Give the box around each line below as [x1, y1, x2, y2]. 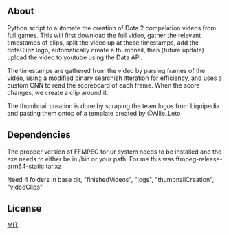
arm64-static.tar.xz [7, 162, 62, 170]
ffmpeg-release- [175, 154, 223, 163]
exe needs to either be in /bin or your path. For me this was [7, 154, 175, 163]
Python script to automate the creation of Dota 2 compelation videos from [7, 23, 217, 32]
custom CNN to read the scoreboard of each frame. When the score [7, 81, 200, 89]
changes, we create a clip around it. [7, 88, 109, 96]
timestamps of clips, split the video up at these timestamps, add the [7, 38, 199, 47]
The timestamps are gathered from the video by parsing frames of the [7, 66, 206, 74]
